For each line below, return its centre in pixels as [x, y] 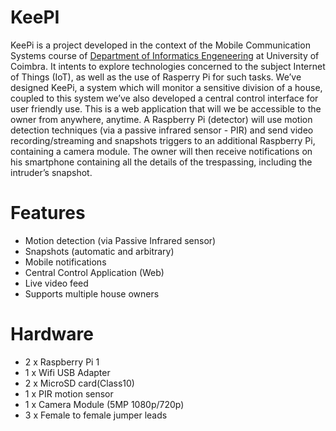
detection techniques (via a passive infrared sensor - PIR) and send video [162, 130]
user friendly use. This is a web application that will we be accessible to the [166, 108]
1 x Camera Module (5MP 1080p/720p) [104, 404]
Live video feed [56, 283]
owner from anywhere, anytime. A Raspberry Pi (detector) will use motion [161, 119]
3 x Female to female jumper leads [96, 415]
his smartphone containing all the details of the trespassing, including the [161, 162]
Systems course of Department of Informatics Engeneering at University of [165, 55]
